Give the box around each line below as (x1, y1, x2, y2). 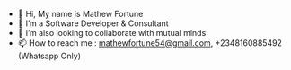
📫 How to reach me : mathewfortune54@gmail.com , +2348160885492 (17, 38, 283, 48)
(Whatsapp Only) (17, 50, 82, 61)
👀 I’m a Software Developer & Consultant (17, 18, 169, 29)
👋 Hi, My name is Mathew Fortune (17, 9, 144, 19)
